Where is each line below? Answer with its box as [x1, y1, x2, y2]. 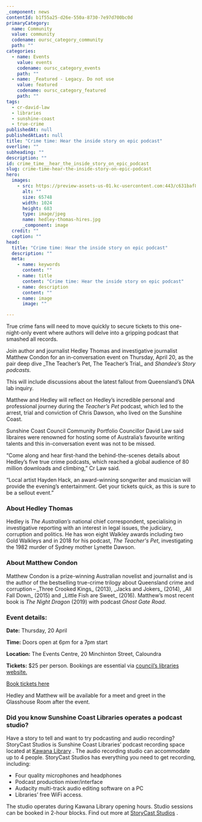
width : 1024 [22, 200, 52, 206]
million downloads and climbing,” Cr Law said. [6, 464, 120, 472]
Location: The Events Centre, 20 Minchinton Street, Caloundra [6, 650, 162, 658]
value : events [17, 59, 52, 65]
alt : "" [22, 188, 42, 194]
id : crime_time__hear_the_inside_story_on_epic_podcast [6, 161, 149, 167]
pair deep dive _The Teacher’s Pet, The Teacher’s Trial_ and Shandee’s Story [6, 360, 196, 367]
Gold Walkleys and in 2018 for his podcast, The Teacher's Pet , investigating [6, 537, 194, 544]
